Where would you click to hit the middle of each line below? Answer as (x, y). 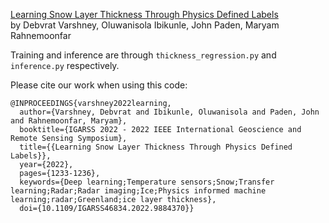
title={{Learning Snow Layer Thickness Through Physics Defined (156, 147)
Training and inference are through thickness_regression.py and (143, 55)
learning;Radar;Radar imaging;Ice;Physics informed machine (138, 191)
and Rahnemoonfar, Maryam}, (69, 121)
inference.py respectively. (65, 65)
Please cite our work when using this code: (99, 85)
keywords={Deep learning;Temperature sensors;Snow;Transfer (147, 182)
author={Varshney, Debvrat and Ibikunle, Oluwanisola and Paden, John (169, 112)
